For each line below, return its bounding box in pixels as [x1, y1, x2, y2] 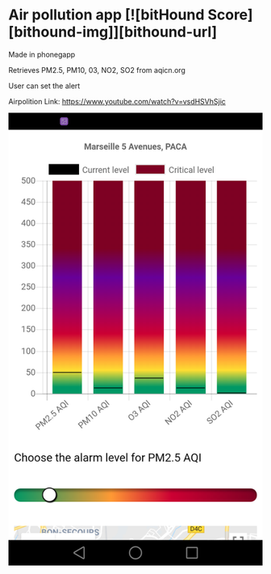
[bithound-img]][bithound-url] [8, 23, 218, 41]
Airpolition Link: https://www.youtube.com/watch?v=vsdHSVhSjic [8, 96, 226, 106]
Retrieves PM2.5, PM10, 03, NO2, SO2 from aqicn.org [8, 65, 186, 74]
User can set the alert [8, 81, 81, 91]
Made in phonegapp [8, 49, 76, 59]
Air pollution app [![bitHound [8, 6, 205, 24]
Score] [207, 6, 253, 24]
